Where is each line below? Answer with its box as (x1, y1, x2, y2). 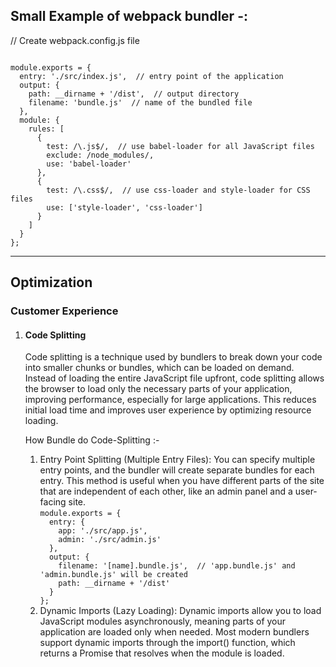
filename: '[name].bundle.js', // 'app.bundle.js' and (58, 561, 296, 571)
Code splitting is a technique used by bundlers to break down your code (24, 351, 323, 363)
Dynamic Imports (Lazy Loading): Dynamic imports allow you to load (39, 605, 322, 617)
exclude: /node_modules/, (46, 150, 155, 160)
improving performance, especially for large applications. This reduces (24, 394, 317, 406)
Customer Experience (10, 304, 119, 318)
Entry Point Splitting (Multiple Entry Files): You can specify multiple (39, 454, 316, 466)
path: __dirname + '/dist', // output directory (28, 89, 240, 99)
